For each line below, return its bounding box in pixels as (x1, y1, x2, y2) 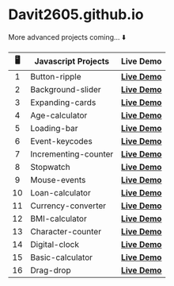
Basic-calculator (30, 252, 93, 263)
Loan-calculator (30, 187, 91, 198)
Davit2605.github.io (8, 6, 144, 24)
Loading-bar (30, 122, 78, 133)
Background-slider (30, 83, 101, 95)
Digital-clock (30, 238, 79, 249)
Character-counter (30, 226, 101, 237)
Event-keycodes (30, 135, 93, 146)
